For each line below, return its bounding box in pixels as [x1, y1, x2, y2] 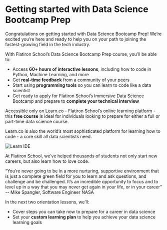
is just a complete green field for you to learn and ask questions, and [5, 173, 146, 179]
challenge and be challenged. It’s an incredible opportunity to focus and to [5, 178, 158, 184]
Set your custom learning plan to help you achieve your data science [12, 214, 156, 220]
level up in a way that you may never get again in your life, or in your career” [5, 184, 162, 190]
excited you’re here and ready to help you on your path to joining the [5, 36, 146, 42]
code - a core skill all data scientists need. [5, 133, 92, 139]
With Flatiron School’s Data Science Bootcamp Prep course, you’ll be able [5, 51, 157, 57]
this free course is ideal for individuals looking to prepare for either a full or [5, 113, 160, 119]
